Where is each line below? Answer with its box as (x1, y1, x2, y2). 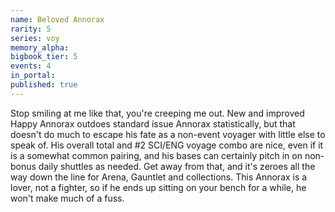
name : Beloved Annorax (10, 14, 105, 25)
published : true (10, 80, 78, 90)
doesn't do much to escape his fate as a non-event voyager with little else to (10, 128, 326, 140)
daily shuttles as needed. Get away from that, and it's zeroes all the (38, 160, 316, 172)
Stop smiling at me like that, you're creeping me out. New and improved (10, 107, 305, 119)
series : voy (10, 33, 60, 43)
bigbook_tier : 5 (10, 52, 78, 62)
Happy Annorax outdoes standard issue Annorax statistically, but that (10, 117, 296, 130)
